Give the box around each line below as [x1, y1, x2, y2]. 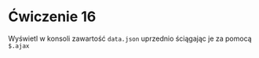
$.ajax [8, 42, 30, 50]
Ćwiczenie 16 [8, 8, 97, 26]
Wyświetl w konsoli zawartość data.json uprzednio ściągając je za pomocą [8, 34, 253, 43]
